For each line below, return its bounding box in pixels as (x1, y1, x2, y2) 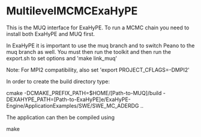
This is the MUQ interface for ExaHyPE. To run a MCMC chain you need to (6, 24, 190, 31)
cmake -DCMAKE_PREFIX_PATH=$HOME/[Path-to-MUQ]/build (6, 89, 162, 96)
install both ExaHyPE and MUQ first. (6, 30, 95, 37)
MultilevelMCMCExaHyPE (6, 4, 138, 18)
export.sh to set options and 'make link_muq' (6, 54, 118, 62)
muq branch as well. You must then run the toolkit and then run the (6, 48, 171, 55)
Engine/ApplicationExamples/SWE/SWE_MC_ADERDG (6, 102, 139, 109)
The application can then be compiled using (6, 114, 115, 121)
